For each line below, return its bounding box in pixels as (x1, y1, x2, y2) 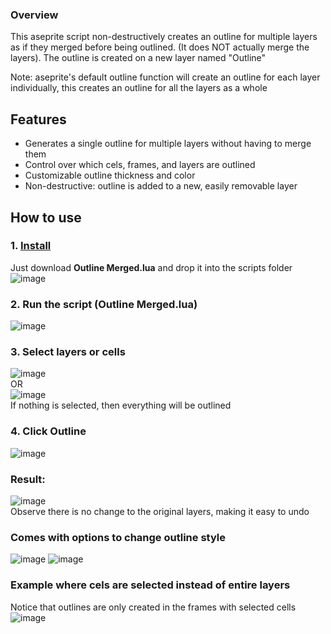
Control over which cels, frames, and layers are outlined (24, 159, 256, 171)
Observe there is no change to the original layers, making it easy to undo (10, 505, 310, 517)
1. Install (10, 239, 52, 253)
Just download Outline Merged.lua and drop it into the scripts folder (10, 261, 293, 273)
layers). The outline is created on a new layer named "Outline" (10, 52, 267, 64)
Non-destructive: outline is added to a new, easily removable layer (24, 180, 298, 192)
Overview (10, 8, 59, 22)
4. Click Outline (10, 424, 87, 438)
